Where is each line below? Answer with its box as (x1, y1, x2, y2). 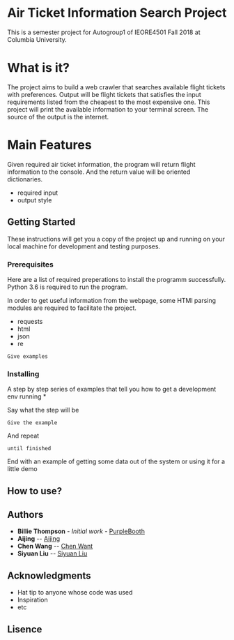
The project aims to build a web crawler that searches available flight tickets (7, 82, 226, 91)
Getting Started (7, 216, 76, 228)
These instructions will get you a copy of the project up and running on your (7, 235, 225, 243)
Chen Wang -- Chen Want (17, 542, 93, 551)
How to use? (7, 485, 63, 497)
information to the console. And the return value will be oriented (7, 168, 191, 176)
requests (17, 317, 43, 325)
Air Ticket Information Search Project (7, 5, 227, 21)
